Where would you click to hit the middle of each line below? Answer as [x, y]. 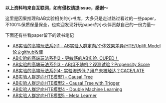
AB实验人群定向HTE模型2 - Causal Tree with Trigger [66, 83]
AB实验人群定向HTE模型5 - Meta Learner [55, 96]
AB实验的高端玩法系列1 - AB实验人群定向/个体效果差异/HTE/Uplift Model [86, 46]
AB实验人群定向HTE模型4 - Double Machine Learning [67, 89]
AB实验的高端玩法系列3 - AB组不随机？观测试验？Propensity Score [81, 64]
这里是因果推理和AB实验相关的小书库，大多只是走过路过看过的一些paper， [82, 18]
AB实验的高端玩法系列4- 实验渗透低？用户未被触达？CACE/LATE [78, 71]
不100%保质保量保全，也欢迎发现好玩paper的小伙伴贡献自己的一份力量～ [80, 25]
